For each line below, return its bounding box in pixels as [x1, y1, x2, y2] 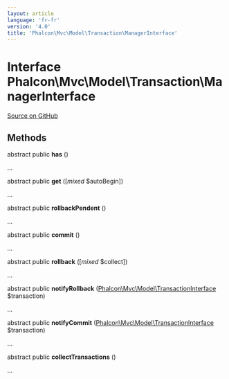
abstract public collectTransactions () [7, 353, 116, 361]
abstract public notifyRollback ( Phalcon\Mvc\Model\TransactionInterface [7, 285, 217, 292]
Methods [7, 132, 47, 143]
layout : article [7, 10, 54, 17]
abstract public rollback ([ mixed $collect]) [7, 258, 128, 265]
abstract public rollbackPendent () [7, 204, 107, 212]
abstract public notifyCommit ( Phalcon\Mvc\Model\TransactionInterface [7, 319, 214, 326]
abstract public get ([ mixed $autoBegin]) [7, 177, 123, 185]
